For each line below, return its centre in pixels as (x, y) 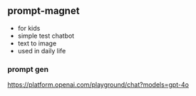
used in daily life (42, 50)
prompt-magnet (43, 11)
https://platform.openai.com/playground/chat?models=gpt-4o (98, 85)
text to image (37, 43)
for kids (29, 28)
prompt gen (28, 69)
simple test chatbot (46, 36)
